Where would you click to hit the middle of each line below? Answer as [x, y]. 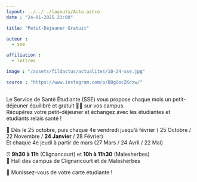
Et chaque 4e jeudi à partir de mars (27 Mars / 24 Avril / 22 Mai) [84, 142]
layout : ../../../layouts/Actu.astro [53, 12]
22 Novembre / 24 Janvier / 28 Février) [55, 136]
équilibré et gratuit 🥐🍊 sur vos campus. [77, 106]
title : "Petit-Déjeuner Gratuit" [48, 28]
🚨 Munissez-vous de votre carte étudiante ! [59, 172]
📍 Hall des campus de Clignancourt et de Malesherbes [73, 161]
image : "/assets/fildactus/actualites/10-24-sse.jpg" [76, 72]
